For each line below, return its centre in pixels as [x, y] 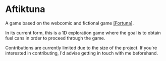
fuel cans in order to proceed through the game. [55, 38]
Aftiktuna [25, 9]
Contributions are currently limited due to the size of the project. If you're [81, 47]
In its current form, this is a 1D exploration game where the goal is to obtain [83, 32]
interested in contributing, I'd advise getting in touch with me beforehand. [81, 53]
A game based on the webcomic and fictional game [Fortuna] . [70, 23]
